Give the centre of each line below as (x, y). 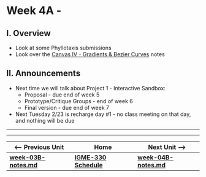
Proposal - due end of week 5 (62, 95)
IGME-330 (90, 157)
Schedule (89, 165)
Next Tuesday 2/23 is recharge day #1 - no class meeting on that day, (103, 114)
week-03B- (28, 157)
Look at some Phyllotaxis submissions (63, 48)
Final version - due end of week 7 (67, 107)
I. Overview (29, 33)
